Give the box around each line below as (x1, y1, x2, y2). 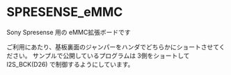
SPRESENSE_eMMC (6, 4, 123, 20)
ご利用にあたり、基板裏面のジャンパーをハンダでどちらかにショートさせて (6, 42, 220, 51)
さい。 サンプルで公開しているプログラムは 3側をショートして (12, 51, 190, 60)
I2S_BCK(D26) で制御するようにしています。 (6, 60, 134, 68)
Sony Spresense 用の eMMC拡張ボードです (6, 28, 131, 36)
